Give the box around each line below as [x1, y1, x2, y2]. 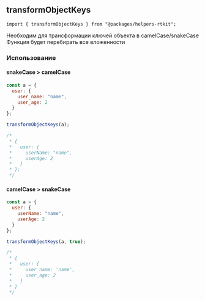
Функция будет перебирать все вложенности [6, 38, 125, 45]
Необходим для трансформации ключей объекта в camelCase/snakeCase [6, 32, 199, 39]
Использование [6, 53, 56, 62]
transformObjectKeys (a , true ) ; [6, 238, 86, 245]
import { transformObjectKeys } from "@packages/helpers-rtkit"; [6, 21, 176, 27]
